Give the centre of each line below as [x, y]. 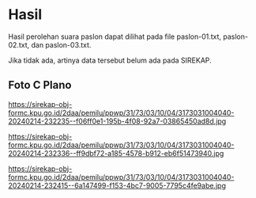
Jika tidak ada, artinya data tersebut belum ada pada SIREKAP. [110, 60]
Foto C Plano [40, 85]
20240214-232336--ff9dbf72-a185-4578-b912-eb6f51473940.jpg [116, 153]
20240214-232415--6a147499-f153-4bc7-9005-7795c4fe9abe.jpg [117, 185]
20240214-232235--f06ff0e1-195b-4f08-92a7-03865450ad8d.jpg [117, 121]
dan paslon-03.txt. [61, 44]
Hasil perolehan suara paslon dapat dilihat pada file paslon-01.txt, [115, 36]
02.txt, [19, 44]
